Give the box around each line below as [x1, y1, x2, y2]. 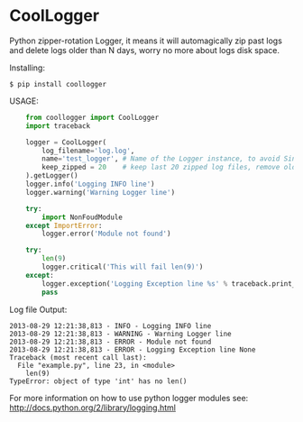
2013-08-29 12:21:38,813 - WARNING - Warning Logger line [9, 329, 232, 338]
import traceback [25, 121, 91, 131]
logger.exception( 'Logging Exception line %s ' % [41, 279, 228, 289]
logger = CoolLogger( [25, 137, 106, 147]
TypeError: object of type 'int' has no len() [9, 376, 188, 386]
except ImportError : [25, 221, 103, 230]
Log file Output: [9, 304, 68, 315]
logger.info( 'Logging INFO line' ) [25, 179, 155, 189]
